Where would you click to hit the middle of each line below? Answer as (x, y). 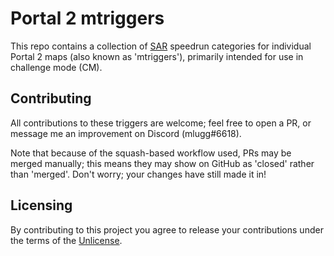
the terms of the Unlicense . (66, 240)
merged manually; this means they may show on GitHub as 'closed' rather (162, 163)
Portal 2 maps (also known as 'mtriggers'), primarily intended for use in (157, 56)
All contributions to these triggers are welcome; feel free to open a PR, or (161, 123)
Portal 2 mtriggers (87, 18)
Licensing (41, 205)
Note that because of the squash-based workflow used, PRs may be (151, 153)
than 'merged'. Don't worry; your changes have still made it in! (138, 174)
